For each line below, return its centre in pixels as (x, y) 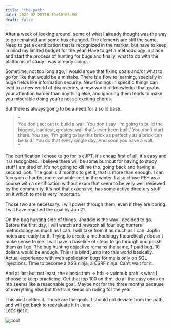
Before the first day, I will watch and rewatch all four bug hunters (74, 225)
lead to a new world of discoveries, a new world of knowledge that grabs (82, 88)
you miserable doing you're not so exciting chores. (59, 99)
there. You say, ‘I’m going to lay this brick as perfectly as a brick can (90, 135)
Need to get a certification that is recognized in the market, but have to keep (86, 45)
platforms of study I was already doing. (47, 62)
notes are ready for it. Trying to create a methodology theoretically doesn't (84, 236)
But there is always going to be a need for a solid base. (63, 109)
